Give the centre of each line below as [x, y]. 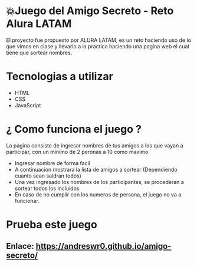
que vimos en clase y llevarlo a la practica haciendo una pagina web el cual [98, 46]
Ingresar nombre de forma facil [52, 163]
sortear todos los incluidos [47, 188]
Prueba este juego [52, 225]
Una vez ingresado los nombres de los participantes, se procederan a [99, 182]
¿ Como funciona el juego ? [74, 129]
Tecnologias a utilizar [60, 76]
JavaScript [28, 105]
